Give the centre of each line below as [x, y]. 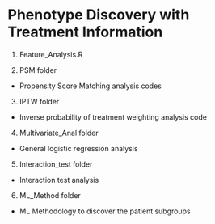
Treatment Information [85, 32]
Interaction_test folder [56, 164]
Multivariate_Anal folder [59, 133]
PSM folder [38, 70]
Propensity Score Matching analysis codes [91, 86]
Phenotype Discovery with [99, 15]
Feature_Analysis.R [51, 54]
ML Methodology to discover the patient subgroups [105, 211]
